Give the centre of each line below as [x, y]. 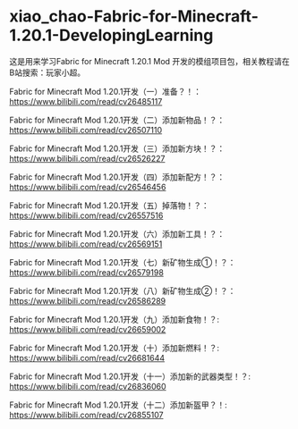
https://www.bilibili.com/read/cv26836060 [88, 386]
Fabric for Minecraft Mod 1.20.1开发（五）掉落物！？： [110, 205]
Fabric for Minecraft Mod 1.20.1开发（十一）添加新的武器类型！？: [130, 376]
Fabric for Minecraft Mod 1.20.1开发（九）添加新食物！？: [115, 319]
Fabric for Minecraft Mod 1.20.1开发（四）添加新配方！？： [117, 177]
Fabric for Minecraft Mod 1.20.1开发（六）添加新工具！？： [117, 233]
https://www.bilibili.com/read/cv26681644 [87, 357]
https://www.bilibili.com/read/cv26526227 [87, 158]
